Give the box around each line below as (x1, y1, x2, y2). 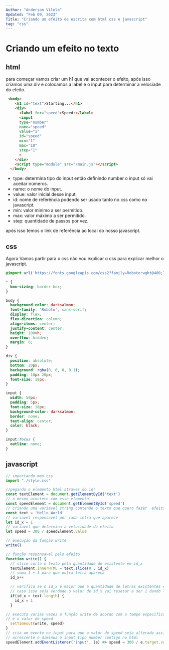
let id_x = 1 (6, 520, 33, 525)
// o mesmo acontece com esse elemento (6, 497, 89, 502)
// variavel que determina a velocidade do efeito (6, 524, 114, 529)
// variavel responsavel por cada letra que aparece (6, 515, 118, 520)
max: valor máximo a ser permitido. (13, 212, 86, 219)
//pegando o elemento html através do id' (6, 487, 96, 492)
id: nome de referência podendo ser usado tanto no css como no (13, 196, 147, 203)
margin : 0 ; (10, 340, 33, 345)
